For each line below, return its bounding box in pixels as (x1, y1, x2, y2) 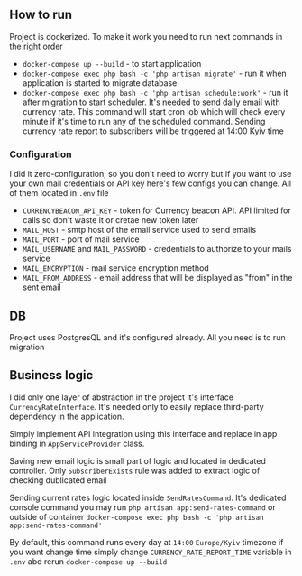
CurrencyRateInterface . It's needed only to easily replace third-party (9, 401, 264, 412)
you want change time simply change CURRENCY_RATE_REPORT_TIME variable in (9, 546, 292, 557)
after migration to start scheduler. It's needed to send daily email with (22, 97, 281, 107)
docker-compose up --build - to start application (22, 58, 202, 69)
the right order (9, 41, 63, 51)
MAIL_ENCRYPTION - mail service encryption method (22, 263, 209, 274)
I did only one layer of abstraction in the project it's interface (9, 392, 234, 403)
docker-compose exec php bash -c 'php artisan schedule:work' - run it (22, 87, 288, 98)
